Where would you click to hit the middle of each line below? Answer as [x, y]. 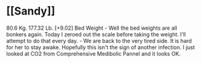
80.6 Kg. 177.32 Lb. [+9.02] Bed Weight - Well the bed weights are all [92, 28]
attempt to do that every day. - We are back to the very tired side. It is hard [99, 41]
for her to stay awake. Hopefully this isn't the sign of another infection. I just [101, 47]
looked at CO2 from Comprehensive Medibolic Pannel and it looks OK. [94, 53]
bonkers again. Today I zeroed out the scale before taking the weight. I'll [96, 34]
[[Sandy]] [31, 11]
